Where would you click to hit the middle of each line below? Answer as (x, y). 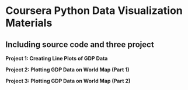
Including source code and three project (80, 44)
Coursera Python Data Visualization (94, 11)
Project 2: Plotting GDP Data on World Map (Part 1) (67, 70)
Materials (29, 23)
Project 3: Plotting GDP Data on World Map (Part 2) (68, 81)
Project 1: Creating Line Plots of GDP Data (57, 58)
